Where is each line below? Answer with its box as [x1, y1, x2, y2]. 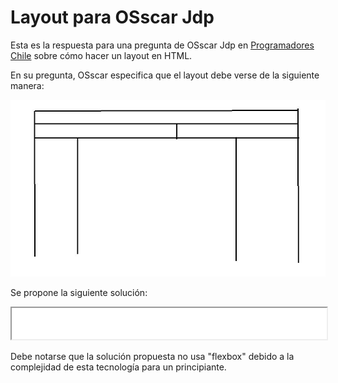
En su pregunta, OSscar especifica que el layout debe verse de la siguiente [10, 69, 320, 81]
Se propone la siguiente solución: [10, 287, 148, 298]
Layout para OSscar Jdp [10, 6, 215, 29]
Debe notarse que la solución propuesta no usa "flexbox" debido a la [10, 351, 295, 362]
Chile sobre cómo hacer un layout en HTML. [10, 49, 193, 61]
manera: [10, 79, 45, 91]
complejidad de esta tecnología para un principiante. [10, 361, 227, 373]
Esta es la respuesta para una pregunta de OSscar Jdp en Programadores [10, 39, 315, 51]
